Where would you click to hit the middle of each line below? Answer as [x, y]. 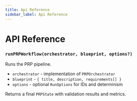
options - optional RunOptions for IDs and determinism [68, 84]
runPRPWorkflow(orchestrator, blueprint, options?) [69, 54]
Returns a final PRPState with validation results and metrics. [66, 94]
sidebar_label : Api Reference [36, 14]
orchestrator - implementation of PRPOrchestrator [64, 74]
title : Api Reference [28, 10]
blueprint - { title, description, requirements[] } [67, 79]
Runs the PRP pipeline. [28, 64]
